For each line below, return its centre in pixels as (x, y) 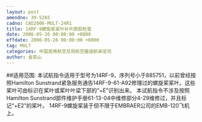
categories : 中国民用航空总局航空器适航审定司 (59, 52)
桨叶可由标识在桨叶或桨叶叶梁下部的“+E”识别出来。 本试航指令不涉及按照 (98, 90)
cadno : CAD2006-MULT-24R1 (39, 23)
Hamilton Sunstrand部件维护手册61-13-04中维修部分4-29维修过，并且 (94, 98)
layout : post (23, 12)
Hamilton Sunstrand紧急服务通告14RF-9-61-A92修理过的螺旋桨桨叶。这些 (103, 83)
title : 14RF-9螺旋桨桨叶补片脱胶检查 (49, 29)
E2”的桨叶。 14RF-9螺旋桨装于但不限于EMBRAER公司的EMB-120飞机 (103, 105)
